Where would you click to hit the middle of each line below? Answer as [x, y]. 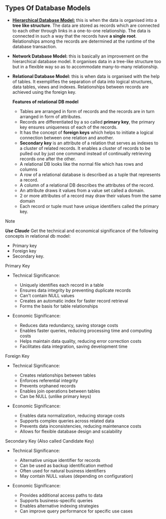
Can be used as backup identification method [66, 465]
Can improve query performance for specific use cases [76, 511]
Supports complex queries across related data [67, 421]
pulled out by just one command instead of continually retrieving [85, 153]
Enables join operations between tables [60, 391]
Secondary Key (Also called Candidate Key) [50, 441]
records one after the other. [48, 159]
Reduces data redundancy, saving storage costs [69, 325]
